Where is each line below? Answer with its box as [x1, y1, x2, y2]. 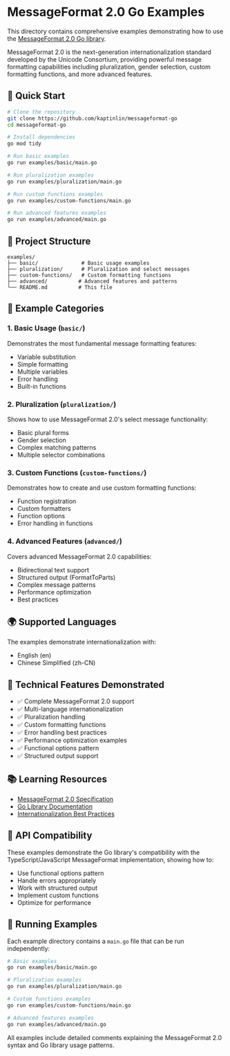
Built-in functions [17, 382, 67, 390]
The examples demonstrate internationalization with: [7, 638, 157, 646]
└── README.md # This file [7, 283, 113, 291]
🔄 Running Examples [7, 919, 98, 931]
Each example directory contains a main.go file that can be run [7, 937, 184, 945]
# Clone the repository [7, 108, 76, 115]
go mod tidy [7, 140, 41, 148]
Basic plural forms [17, 428, 69, 437]
